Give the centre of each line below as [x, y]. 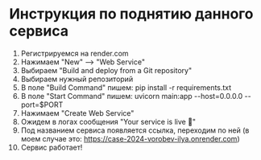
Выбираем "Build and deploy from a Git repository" [106, 70]
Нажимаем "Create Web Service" [77, 113]
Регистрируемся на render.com [75, 53]
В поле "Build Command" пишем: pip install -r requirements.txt [126, 87]
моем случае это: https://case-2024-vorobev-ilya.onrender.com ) [130, 138]
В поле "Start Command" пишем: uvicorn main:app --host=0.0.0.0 [132, 96]
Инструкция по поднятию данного [131, 14]
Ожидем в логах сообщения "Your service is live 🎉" [108, 121]
